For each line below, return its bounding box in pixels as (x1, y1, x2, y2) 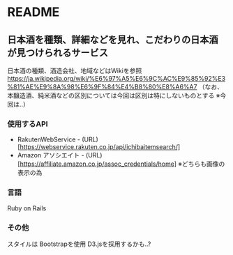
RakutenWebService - (17, 135, 80, 144)
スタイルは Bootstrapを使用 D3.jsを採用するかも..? (7, 240, 151, 248)
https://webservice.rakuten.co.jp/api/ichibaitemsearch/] (20, 143, 181, 151)
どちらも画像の (181, 160, 225, 168)
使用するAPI (7, 119, 48, 129)
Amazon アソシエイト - (17, 151, 85, 160)
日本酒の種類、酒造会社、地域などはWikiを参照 (7, 67, 142, 75)
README (7, 4, 60, 20)
